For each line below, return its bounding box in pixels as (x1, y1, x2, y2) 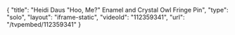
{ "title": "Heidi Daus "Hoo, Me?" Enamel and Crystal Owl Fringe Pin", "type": (6, 6, 229, 14)
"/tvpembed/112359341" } (6, 21, 82, 28)
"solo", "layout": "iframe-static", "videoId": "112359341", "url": (6, 13, 185, 21)
